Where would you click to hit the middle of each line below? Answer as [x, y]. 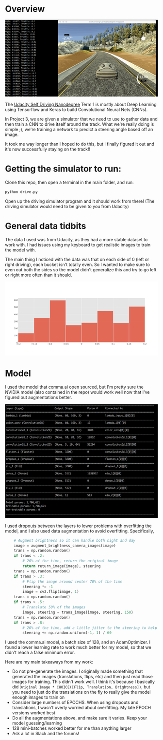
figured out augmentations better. [39, 398]
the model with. [21, 250]
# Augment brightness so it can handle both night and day [75, 540]
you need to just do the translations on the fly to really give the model [81, 692]
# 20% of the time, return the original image [70, 561]
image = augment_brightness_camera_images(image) [65, 546]
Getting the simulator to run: [63, 169]
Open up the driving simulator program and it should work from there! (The [80, 201]
